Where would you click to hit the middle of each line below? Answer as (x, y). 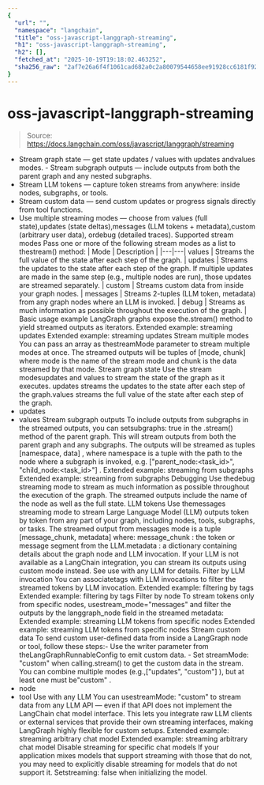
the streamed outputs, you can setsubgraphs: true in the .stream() (126, 428)
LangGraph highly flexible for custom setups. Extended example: (124, 730)
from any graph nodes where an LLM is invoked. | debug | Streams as (132, 302)
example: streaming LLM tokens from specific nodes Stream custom (130, 629)
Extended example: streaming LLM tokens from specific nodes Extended (137, 621)
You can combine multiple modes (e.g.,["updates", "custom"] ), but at (132, 671)
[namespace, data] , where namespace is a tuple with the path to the (130, 453)
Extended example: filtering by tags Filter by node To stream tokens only (136, 596)
